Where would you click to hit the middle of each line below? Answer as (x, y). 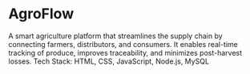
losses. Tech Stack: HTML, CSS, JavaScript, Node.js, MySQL (109, 61)
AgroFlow (41, 14)
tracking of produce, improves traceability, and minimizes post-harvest (125, 53)
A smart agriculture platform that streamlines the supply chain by (115, 36)
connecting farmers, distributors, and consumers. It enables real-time (123, 44)
